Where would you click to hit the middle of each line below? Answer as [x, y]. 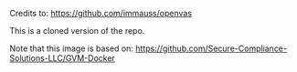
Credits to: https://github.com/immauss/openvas [101, 13]
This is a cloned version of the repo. [77, 31]
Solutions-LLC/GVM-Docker [63, 58]
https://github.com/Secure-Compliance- [212, 48]
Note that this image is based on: [72, 48]
